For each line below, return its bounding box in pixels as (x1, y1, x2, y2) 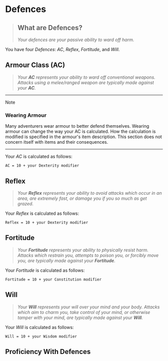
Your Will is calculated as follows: (5, 324, 74, 330)
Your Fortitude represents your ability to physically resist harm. (17, 247, 148, 253)
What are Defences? (17, 24, 82, 32)
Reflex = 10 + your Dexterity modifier (5, 220, 88, 225)
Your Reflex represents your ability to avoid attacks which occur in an (17, 190, 162, 196)
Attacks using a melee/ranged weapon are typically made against (17, 79, 154, 86)
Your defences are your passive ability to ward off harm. (17, 37, 134, 43)
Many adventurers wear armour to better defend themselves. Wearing (5, 123, 149, 129)
